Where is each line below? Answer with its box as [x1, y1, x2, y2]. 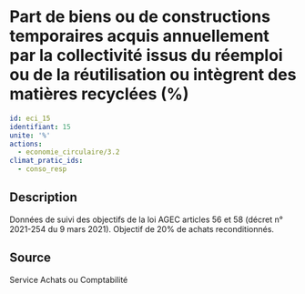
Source [9, 250, 52, 266]
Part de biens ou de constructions [9, 6, 271, 27]
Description [9, 189, 77, 206]
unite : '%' [9, 130, 51, 140]
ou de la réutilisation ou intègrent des [9, 65, 297, 86]
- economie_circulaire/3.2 [17, 147, 120, 157]
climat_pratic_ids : [9, 157, 84, 166]
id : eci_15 [9, 114, 51, 123]
